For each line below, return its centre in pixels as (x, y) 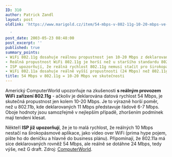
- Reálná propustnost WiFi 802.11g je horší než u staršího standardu (82, 62)
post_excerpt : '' (24, 43)
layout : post (19, 19)
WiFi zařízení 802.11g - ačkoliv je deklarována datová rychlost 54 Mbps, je (84, 96)
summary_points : (23, 52)
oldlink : (15, 24)
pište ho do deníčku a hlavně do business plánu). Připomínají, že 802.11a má (85, 138)
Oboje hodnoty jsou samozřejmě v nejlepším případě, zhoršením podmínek (84, 112)
